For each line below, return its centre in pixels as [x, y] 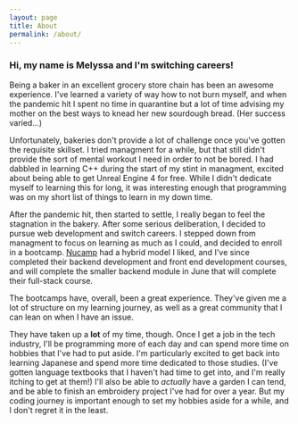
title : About [33, 26]
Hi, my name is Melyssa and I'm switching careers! [121, 65]
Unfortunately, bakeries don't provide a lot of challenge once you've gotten [147, 140]
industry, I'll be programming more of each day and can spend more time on [149, 344]
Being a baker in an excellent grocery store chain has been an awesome [142, 85]
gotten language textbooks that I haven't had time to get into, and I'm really [147, 372]
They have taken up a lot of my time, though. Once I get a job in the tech [142, 334]
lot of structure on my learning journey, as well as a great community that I [146, 307]
